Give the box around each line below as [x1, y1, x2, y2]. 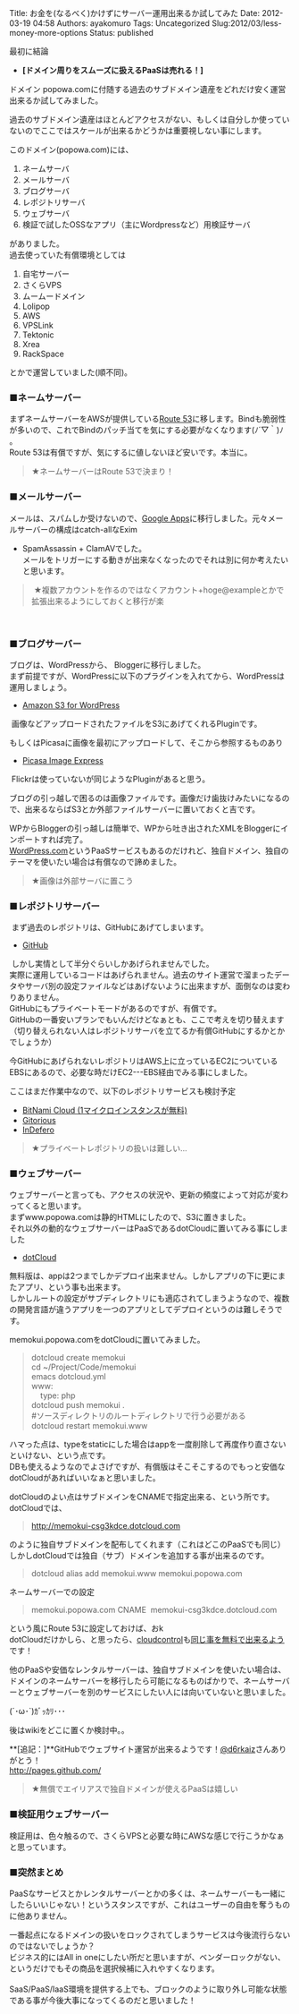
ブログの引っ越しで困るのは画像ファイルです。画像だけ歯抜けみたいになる [9, 792, 283, 803]
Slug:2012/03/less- [211, 18, 283, 29]
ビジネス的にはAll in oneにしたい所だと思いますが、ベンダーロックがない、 [9, 1952, 286, 1963]
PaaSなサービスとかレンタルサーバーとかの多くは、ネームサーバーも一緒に [9, 1888, 286, 1899]
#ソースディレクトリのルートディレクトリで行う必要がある [30, 1411, 247, 1421]
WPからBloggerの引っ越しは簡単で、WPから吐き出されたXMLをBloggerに [9, 823, 281, 833]
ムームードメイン [21, 291, 86, 302]
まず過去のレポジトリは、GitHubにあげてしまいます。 [11, 922, 209, 933]
